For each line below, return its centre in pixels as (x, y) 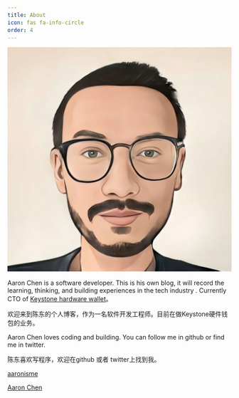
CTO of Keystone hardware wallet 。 (60, 299)
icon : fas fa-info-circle (46, 22)
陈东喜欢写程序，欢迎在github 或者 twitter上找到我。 (84, 360)
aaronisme (23, 374)
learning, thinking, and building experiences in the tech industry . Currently (117, 290)
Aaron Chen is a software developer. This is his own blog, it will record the (116, 283)
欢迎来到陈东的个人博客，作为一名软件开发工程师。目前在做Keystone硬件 (115, 314)
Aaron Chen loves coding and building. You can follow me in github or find (116, 337)
